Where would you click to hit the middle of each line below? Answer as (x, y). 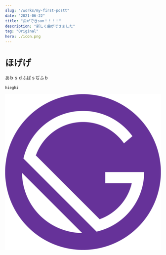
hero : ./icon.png (23, 37)
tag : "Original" (22, 31)
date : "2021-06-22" (25, 16)
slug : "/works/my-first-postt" (37, 10)
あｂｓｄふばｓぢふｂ (27, 78)
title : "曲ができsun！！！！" (33, 21)
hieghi (12, 87)
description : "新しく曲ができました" (40, 26)
